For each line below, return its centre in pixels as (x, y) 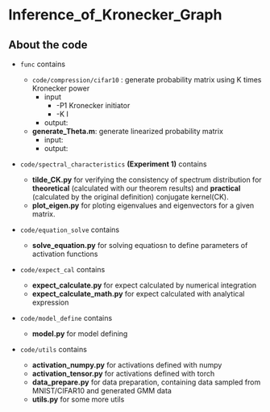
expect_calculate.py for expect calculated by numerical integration (144, 285)
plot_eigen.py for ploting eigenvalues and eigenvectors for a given (143, 205)
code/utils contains (53, 349)
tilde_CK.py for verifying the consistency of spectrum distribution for (147, 180)
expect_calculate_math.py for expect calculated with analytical (138, 294)
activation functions (65, 254)
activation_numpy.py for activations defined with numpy (127, 365)
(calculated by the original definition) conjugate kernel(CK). (130, 197)
